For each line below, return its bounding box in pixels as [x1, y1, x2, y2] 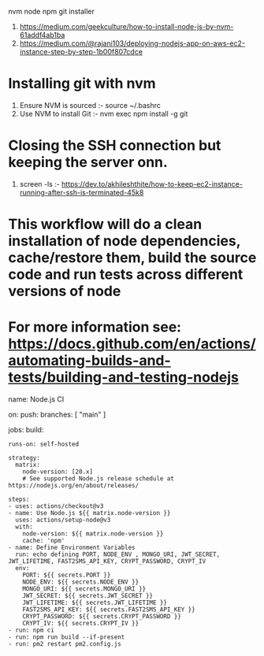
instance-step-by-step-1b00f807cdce [19, 47, 143, 56]
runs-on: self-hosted [8, 440, 80, 448]
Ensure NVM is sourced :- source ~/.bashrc [19, 100, 162, 109]
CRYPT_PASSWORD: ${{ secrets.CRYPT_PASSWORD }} [22, 613, 181, 621]
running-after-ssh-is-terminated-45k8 [19, 187, 144, 197]
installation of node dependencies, [8, 232, 241, 250]
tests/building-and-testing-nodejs [8, 369, 239, 387]
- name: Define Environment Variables [8, 543, 136, 551]
